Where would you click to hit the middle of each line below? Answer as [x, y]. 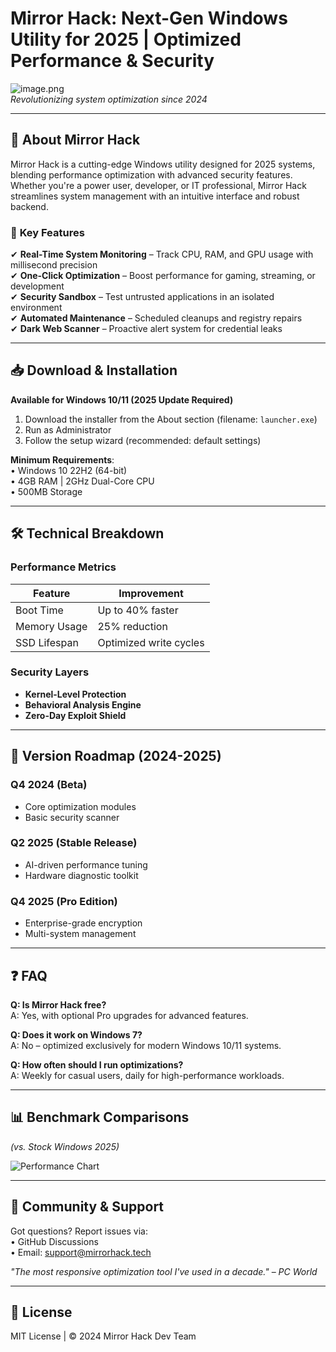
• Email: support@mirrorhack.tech [81, 1252]
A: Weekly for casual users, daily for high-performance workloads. [147, 1075]
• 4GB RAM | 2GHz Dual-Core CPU [82, 481]
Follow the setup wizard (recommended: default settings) [143, 440]
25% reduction [132, 626]
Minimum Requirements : [62, 459]
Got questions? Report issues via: [79, 1231]
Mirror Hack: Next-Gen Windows [149, 18]
